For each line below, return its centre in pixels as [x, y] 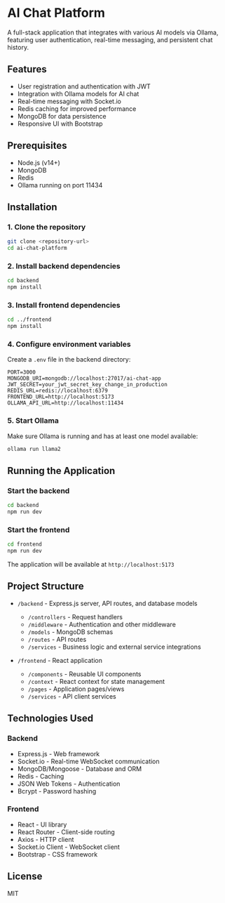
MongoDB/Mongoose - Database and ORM [80, 769]
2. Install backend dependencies [64, 266]
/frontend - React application [60, 660]
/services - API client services [72, 696]
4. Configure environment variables [69, 344]
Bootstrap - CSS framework [57, 854]
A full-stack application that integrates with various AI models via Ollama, [113, 32]
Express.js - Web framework [59, 753]
